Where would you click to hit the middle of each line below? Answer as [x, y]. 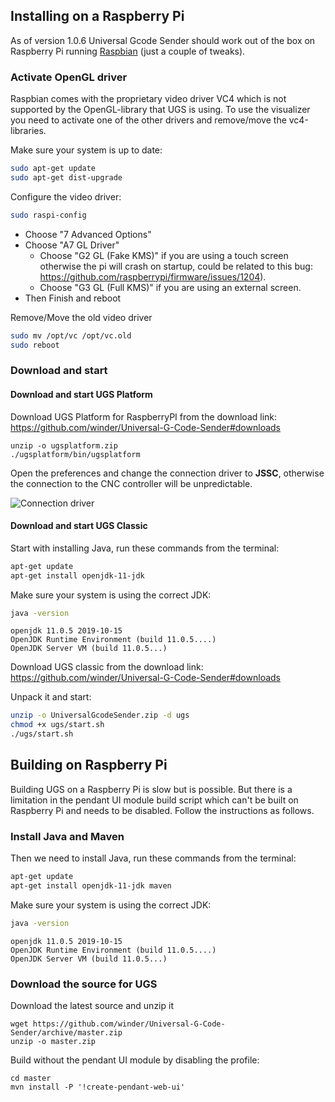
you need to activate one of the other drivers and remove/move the [148, 120]
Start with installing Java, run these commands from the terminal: [145, 548]
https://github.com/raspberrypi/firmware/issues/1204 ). [153, 276]
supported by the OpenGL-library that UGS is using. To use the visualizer [160, 110]
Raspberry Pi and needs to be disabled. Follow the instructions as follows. [162, 810]
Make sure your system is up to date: [86, 150]
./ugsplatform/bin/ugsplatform [75, 454]
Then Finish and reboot [73, 298]
